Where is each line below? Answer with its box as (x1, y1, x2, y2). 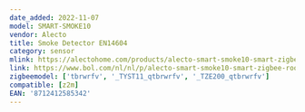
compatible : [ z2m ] (9, 80, 79, 89)
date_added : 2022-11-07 (9, 13, 100, 23)
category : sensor (9, 47, 75, 56)
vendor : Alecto (9, 30, 67, 39)
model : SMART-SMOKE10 (9, 22, 92, 31)
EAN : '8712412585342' (9, 89, 92, 98)
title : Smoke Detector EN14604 (9, 38, 128, 48)
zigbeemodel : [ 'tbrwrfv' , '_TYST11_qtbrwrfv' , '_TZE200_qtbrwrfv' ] (9, 72, 271, 81)
